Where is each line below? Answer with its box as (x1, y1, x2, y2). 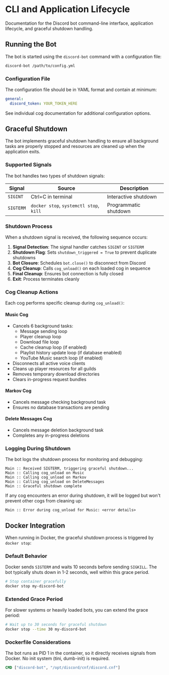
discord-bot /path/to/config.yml (5, 63, 75, 68)
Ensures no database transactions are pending (12, 404, 110, 410)
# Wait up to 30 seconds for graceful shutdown (5, 622, 107, 627)
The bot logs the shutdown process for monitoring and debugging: (5, 457, 143, 463)
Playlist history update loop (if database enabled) (20, 349, 122, 355)
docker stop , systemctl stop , (31, 202, 100, 209)
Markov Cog (5, 388, 32, 394)
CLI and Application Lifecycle (5, 4, 130, 15)
